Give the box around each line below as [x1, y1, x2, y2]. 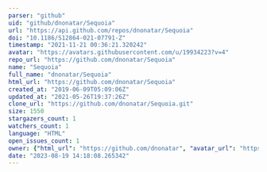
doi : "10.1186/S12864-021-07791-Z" [8, 33, 126, 42]
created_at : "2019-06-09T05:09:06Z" [8, 85, 130, 94]
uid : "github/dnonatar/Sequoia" [8, 19, 115, 27]
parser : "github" [8, 11, 66, 20]
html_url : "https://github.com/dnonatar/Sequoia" [8, 78, 176, 86]
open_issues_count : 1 [8, 136, 80, 145]
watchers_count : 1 [8, 122, 69, 130]
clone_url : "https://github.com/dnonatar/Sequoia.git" [8, 100, 194, 108]
